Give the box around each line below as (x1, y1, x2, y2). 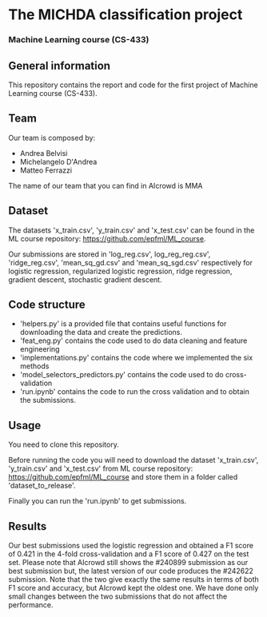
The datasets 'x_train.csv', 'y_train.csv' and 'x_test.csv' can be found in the (8, 225, 255, 235)
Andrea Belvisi (19, 148, 68, 157)
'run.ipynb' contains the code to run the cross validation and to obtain (19, 387, 250, 396)
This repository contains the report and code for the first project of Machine (8, 80, 258, 90)
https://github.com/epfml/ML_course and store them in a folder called (8, 472, 238, 482)
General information (8, 58, 110, 73)
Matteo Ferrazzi (19, 165, 73, 175)
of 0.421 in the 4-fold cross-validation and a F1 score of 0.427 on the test (8, 549, 249, 559)
